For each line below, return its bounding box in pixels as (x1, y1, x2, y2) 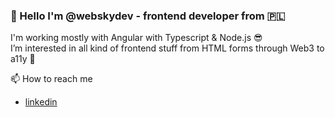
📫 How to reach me (10, 73, 93, 85)
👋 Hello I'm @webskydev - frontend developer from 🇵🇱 (10, 9, 286, 23)
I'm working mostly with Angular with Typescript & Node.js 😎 (10, 32, 263, 44)
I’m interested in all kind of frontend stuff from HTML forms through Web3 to (10, 42, 325, 54)
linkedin (24, 96, 58, 108)
